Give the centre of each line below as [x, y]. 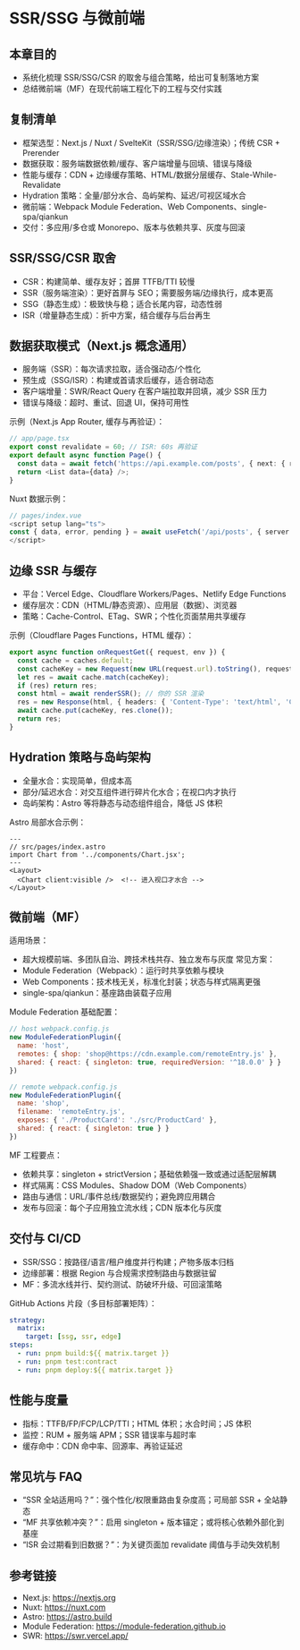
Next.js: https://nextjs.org [69, 1598]
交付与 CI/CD [46, 1239]
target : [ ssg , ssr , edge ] [74, 1337]
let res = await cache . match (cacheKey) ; [93, 677]
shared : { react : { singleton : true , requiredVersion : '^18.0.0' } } [149, 1062]
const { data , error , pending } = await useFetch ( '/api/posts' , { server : [151, 532]
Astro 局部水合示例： [48, 822]
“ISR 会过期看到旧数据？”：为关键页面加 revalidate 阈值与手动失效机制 [151, 1544]
